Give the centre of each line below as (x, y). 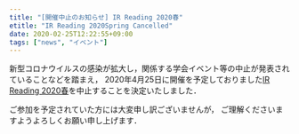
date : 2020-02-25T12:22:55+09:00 (71, 34)
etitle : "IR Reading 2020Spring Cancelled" (91, 26)
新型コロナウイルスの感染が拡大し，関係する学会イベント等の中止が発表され (149, 68)
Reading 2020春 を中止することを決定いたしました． (105, 91)
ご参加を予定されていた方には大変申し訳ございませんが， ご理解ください (142, 110)
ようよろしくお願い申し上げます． (79, 121)
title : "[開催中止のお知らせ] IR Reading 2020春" (96, 17)
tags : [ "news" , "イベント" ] (59, 42)
